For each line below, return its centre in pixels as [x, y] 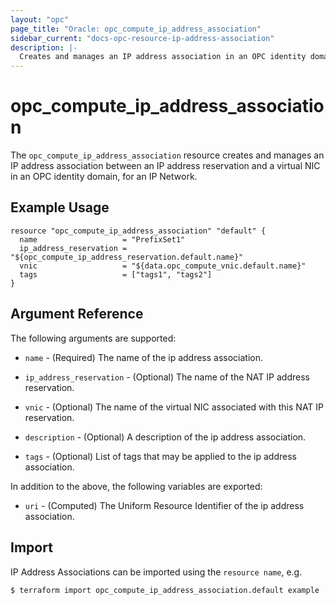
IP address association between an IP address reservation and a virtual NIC [165, 166]
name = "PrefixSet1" [102, 239]
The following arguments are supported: [93, 338]
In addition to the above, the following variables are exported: [136, 486]
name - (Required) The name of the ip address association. [144, 357]
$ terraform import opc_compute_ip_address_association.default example [165, 590]
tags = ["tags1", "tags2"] [116, 274]
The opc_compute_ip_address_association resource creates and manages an [167, 155]
